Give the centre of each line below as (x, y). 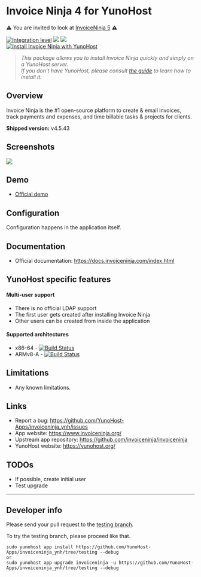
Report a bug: (32, 421)
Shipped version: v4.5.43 (38, 128)
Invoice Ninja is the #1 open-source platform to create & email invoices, (94, 110)
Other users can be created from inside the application (82, 321)
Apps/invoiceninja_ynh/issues (51, 427)
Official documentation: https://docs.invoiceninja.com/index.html (95, 261)
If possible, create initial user (50, 479)
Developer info (34, 510)
